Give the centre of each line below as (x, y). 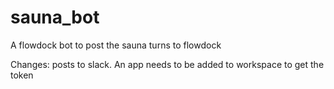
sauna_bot (55, 17)
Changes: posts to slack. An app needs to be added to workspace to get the (167, 64)
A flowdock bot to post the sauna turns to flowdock (116, 45)
